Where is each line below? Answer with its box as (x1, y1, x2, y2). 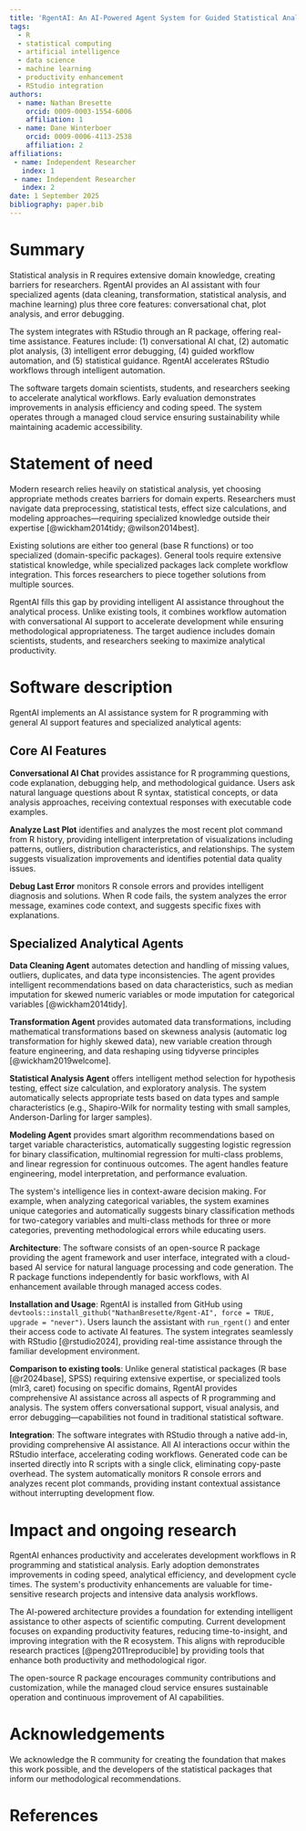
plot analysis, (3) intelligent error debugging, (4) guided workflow (9, 345, 255, 356)
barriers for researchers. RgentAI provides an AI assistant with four (9, 279, 261, 290)
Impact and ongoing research (9, 1520, 237, 1541)
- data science (17, 56, 76, 65)
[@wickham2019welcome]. (9, 1055, 111, 1066)
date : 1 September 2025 (9, 192, 100, 201)
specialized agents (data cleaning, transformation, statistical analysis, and (9, 288, 287, 299)
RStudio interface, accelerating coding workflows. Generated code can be (9, 1449, 289, 1460)
